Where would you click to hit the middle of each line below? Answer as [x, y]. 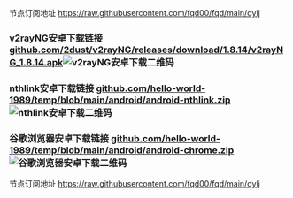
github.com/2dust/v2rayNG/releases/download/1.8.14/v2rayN [146, 49]
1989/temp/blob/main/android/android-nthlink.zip [120, 100]
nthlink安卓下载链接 [52, 88]
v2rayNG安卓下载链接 [56, 38]
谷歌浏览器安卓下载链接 [59, 138]
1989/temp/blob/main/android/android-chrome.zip [122, 150]
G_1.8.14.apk [36, 62]
